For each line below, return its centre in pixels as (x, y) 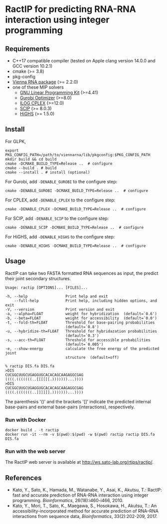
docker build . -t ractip (32, 430)
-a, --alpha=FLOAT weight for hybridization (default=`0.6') (81, 314)
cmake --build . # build (31, 168)
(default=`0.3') (82, 336)
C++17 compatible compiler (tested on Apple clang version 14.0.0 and (84, 61)
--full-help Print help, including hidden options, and (85, 301)
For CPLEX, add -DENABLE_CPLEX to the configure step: (60, 200)
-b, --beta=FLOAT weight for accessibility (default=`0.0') (81, 318)
